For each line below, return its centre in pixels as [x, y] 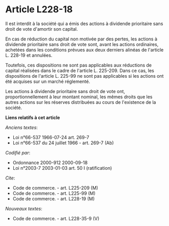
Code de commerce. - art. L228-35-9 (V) [56, 218]
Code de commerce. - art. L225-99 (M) [54, 193]
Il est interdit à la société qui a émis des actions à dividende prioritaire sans [84, 24]
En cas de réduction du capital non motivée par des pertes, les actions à [81, 39]
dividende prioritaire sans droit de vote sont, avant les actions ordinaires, [82, 44]
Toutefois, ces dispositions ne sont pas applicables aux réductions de [79, 65]
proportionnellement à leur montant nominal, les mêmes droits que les [79, 97]
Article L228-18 [39, 9]
